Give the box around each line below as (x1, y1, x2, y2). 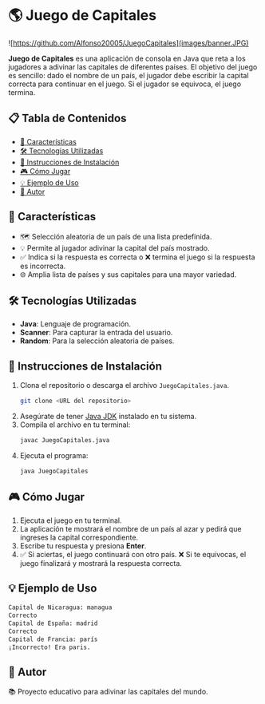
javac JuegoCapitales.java (19, 437, 110, 445)
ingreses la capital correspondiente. (19, 532, 138, 542)
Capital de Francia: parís (8, 635, 98, 643)
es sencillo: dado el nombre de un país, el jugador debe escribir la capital (8, 70, 249, 80)
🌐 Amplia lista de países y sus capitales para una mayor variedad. (19, 269, 237, 279)
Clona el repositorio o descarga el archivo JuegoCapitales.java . (19, 381, 230, 390)
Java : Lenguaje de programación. (19, 319, 132, 329)
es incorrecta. (19, 261, 66, 271)
